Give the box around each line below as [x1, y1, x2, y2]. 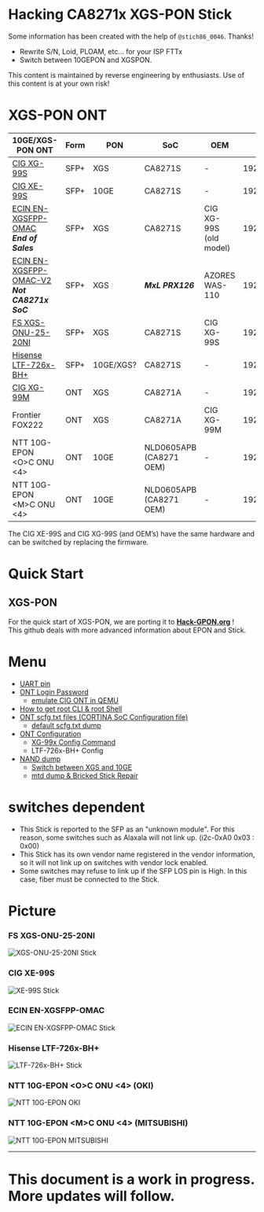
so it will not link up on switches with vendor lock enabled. [19, 857, 208, 867]
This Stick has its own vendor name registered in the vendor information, [19, 849, 255, 859]
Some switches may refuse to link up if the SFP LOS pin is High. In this [19, 866, 247, 875]
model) [203, 242, 230, 253]
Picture [8, 902, 57, 919]
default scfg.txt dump [31, 720, 102, 730]
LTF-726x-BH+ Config [31, 746, 104, 755]
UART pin [19, 679, 51, 688]
